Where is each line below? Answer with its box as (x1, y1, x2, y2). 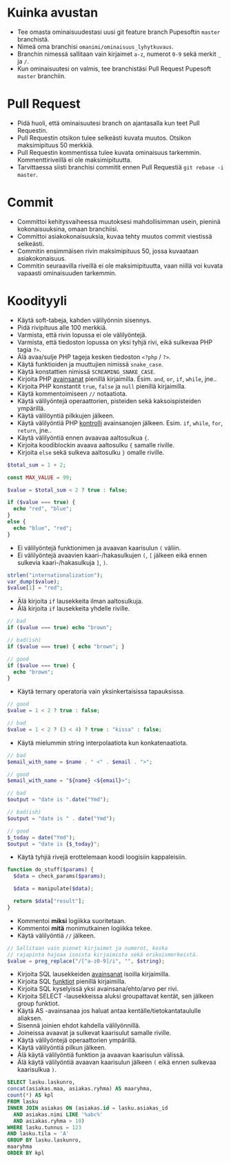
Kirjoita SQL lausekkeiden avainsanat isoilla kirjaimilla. (17, 970, 170, 978)
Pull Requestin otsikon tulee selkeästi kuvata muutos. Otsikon (17, 133, 192, 142)
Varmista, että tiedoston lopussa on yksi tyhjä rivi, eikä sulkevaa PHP (17, 337, 212, 346)
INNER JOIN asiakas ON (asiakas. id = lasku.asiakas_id (7, 1104, 168, 1111)
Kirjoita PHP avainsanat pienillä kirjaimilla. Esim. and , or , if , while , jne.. (17, 375, 217, 383)
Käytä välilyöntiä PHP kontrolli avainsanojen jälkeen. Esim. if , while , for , (17, 418, 223, 427)
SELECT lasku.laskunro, (7, 1079, 76, 1086)
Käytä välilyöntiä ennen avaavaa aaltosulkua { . (17, 434, 150, 442)
